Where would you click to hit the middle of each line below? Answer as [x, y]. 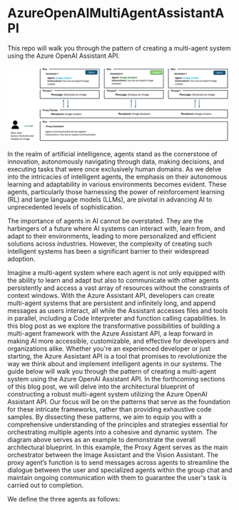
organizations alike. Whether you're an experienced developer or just [109, 349]
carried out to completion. [46, 485]
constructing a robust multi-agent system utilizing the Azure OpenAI [108, 394]
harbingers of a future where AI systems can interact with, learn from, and [116, 229]
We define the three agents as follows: [64, 499]
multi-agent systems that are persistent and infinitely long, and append [112, 303]
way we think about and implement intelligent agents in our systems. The [115, 364]
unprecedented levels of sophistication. [65, 207]
